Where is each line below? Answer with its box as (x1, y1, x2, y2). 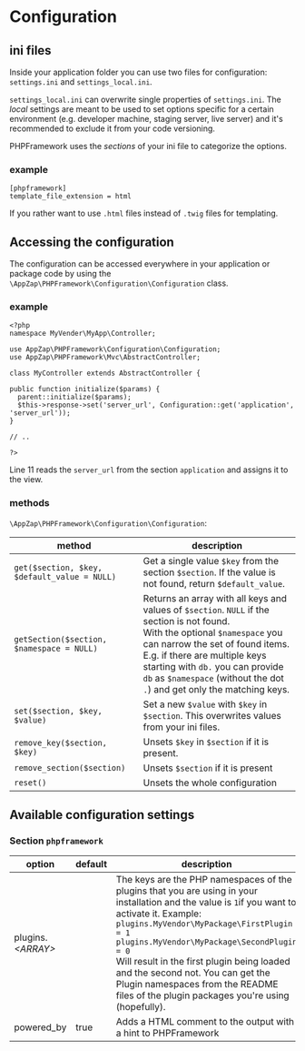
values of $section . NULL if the (143, 603, 270, 616)
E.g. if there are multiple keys (143, 649, 267, 662)
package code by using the (9, 268, 112, 279)
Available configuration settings (9, 807, 195, 823)
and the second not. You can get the (115, 966, 271, 979)
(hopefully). (115, 1001, 166, 1014)
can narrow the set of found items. (143, 637, 290, 650)
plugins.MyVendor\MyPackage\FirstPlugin (115, 919, 293, 929)
